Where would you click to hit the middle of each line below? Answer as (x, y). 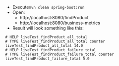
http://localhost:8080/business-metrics (60, 23)
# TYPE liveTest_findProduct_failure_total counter (59, 54)
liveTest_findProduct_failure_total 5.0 (48, 59)
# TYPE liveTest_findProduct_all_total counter (55, 41)
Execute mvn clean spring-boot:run (48, 7)
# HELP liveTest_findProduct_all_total (46, 37)
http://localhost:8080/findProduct (54, 17)
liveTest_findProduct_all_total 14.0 (44, 46)
